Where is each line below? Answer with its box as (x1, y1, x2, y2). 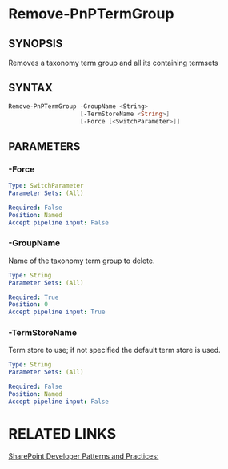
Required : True (8, 293, 59, 301)
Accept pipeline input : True (8, 308, 106, 317)
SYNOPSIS (8, 37, 63, 51)
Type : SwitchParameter (8, 182, 84, 190)
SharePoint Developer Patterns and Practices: (8, 451, 159, 461)
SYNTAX (8, 81, 54, 95)
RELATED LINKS (8, 425, 117, 443)
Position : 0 (8, 301, 48, 309)
